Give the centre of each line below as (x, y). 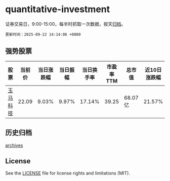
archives (14, 145)
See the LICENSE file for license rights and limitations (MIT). (68, 173)
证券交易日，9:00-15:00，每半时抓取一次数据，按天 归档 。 (66, 24)
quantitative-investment (58, 9)
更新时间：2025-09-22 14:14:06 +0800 (43, 34)
